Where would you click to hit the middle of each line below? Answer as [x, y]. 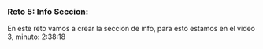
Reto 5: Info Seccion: [48, 12]
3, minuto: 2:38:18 [37, 37]
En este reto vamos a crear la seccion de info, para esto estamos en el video [131, 29]
